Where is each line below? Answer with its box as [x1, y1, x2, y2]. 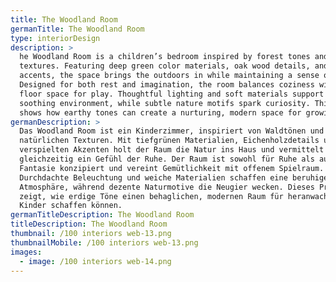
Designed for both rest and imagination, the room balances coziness [19, 80, 315, 90]
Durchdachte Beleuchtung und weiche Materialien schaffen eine [19, 172, 288, 183]
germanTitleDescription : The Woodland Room [10, 210, 195, 220]
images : [10, 247, 43, 257]
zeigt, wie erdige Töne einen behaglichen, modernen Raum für [19, 191, 284, 201]
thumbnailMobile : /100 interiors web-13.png [10, 237, 199, 248]
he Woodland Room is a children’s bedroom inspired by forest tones [19, 52, 311, 62]
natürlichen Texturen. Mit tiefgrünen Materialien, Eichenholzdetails [19, 136, 320, 146]
